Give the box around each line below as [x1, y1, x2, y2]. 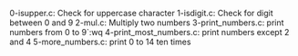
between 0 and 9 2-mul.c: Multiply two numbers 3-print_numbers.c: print [9, 17, 284, 28]
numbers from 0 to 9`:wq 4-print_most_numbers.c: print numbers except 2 [9, 27, 290, 37]
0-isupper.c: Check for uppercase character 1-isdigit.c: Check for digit [9, 8, 273, 18]
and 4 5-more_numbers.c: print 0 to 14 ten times [9, 36, 191, 47]
